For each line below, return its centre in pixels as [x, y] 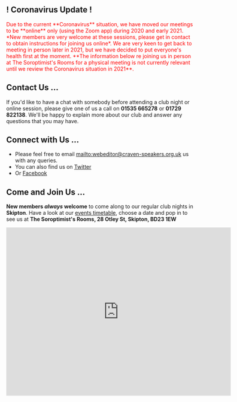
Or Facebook [31, 173]
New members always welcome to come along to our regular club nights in [100, 206]
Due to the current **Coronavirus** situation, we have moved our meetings [100, 24]
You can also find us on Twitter [53, 167]
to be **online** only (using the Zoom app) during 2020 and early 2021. [95, 31]
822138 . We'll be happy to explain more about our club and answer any [94, 115]
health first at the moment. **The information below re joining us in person [99, 56]
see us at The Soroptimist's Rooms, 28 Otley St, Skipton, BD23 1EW [91, 219]
